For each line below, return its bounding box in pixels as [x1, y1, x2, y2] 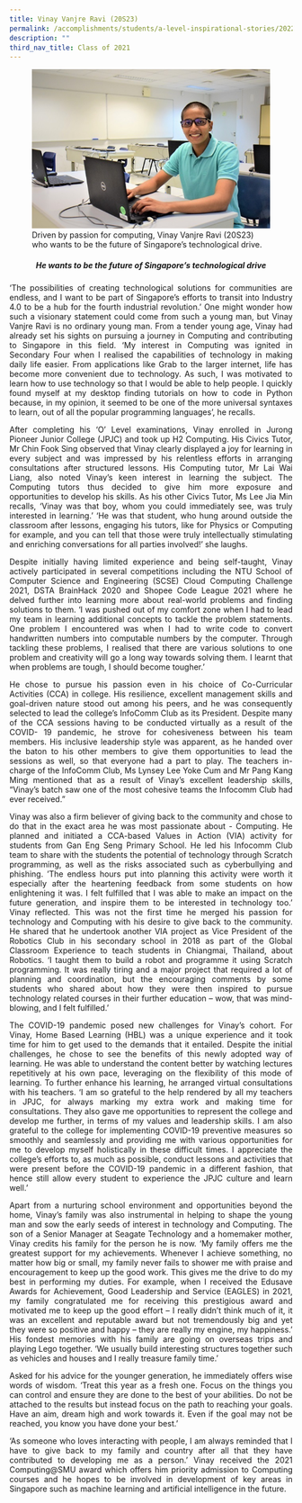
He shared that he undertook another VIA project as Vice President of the [9, 925, 293, 936]
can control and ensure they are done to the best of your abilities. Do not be [9, 1389, 293, 1399]
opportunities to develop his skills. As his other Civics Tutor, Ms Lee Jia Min [9, 490, 293, 501]
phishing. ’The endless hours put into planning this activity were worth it [9, 868, 293, 879]
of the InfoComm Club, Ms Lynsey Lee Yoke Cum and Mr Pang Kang [37, 765, 293, 776]
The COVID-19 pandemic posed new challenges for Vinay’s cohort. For [9, 1020, 293, 1030]
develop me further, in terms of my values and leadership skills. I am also [9, 1115, 293, 1126]
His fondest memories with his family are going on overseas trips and [9, 1333, 293, 1345]
